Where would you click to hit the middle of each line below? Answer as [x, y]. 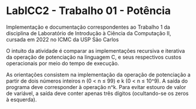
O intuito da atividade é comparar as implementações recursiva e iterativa [96, 50]
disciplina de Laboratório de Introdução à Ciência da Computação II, [89, 33]
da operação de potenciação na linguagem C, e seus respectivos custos [94, 57]
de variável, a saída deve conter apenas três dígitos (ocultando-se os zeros [97, 93]
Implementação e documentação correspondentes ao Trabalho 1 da [88, 27]
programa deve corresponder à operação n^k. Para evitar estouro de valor [96, 87]
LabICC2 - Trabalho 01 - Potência [89, 11]
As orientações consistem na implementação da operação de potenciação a [98, 74]
